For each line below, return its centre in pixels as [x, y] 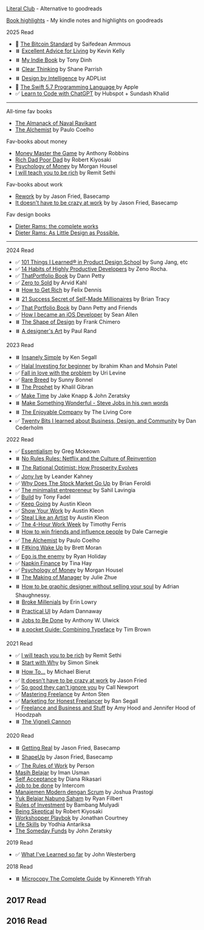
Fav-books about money [37, 141]
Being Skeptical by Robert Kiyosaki [59, 811]
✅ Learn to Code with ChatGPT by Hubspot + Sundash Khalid [92, 94]
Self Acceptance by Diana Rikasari [58, 779]
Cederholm [29, 428]
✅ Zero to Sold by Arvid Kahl [51, 283]
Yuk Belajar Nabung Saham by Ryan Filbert [69, 798]
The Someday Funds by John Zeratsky [63, 831]
